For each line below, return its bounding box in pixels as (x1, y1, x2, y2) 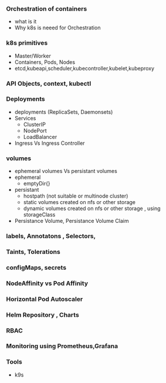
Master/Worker (14, 52, 51, 59)
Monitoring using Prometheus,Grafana (6, 342, 118, 350)
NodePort (23, 127, 47, 134)
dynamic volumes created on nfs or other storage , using (23, 205, 161, 212)
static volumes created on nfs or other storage (23, 199, 136, 206)
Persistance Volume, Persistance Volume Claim (14, 218, 129, 225)
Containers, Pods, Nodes (14, 58, 75, 66)
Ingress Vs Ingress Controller (14, 140, 85, 147)
